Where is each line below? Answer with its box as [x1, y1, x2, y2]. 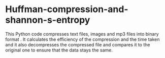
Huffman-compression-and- [5, 4, 128, 15]
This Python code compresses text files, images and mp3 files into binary [5, 31, 159, 37]
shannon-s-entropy [5, 14, 90, 26]
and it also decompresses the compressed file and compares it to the [5, 41, 150, 47]
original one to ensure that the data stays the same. [5, 47, 113, 53]
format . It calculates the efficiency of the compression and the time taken [5, 36, 160, 42]
